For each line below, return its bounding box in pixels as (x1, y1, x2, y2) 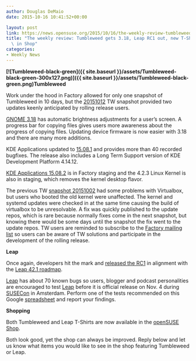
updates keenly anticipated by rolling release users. (6, 104, 130, 111)
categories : (6, 46, 35, 53)
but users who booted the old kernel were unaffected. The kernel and (6, 193, 173, 200)
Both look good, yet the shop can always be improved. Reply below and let (6, 336, 185, 343)
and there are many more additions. (6, 134, 92, 141)
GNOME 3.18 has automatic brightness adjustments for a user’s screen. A (6, 115, 182, 122)
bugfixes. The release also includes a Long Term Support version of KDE (6, 152, 181, 159)
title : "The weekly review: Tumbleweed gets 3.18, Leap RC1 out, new (6, 36, 179, 42)
